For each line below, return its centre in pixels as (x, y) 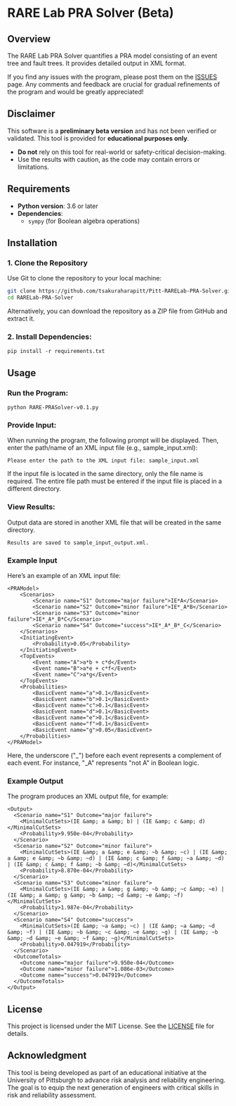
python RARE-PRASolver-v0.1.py (53, 408)
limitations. (33, 167)
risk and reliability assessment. (52, 1095)
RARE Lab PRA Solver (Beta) (91, 13)
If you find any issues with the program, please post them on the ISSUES (112, 77)
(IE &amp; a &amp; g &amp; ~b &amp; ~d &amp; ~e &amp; (89, 895)
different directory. (34, 489)
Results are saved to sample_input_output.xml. (78, 543)
